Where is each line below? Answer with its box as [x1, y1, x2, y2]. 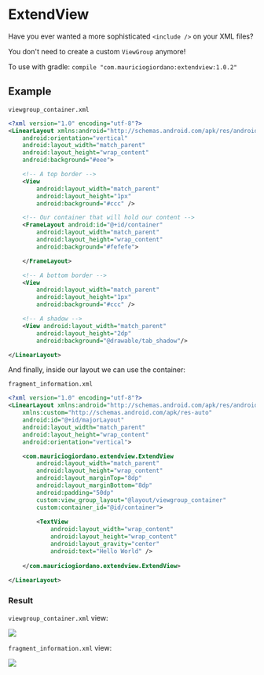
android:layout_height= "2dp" [36, 329, 132, 337]
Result [8, 596, 34, 607]
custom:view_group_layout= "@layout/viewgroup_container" [36, 496, 226, 504]
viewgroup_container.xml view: [8, 613, 108, 622]
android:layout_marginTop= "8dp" [36, 474, 143, 482]
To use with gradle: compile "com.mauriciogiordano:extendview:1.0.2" [8, 61, 237, 72]
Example [8, 85, 52, 98]
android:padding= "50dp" [36, 489, 114, 496]
